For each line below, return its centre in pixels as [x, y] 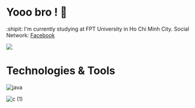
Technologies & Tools [61, 71]
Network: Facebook [31, 35]
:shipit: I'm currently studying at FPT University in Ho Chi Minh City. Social [98, 29]
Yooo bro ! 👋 [37, 12]
